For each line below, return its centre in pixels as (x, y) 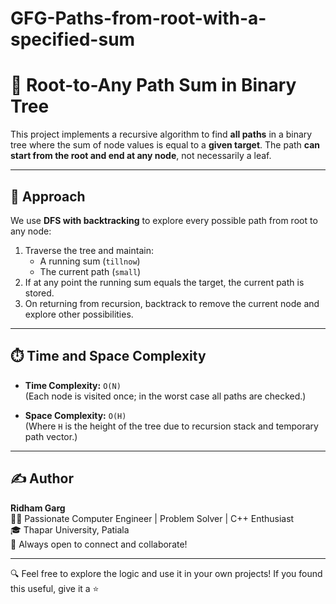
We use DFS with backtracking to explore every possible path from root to (164, 220)
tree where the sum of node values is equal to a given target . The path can (165, 145)
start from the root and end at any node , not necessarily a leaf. (141, 156)
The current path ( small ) (90, 271)
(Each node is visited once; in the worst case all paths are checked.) (165, 396)
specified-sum (73, 39)
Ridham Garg (38, 508)
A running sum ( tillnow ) (90, 261)
